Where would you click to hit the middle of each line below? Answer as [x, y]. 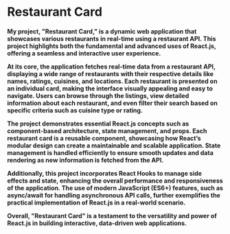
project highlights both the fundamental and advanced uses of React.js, [112, 46]
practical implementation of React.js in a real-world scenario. [96, 202]
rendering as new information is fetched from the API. [85, 160]
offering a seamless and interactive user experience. [84, 53]
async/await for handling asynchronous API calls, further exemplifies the [114, 195]
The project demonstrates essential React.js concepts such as [98, 124]
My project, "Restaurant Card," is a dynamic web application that [102, 31]
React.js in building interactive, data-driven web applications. [97, 223]
